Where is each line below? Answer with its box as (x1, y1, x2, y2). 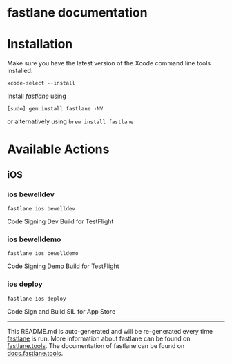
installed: (7, 67, 33, 75)
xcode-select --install (7, 80, 76, 87)
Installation (7, 37, 73, 52)
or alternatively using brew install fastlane (7, 117, 134, 125)
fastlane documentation (7, 5, 148, 21)
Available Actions (7, 141, 110, 157)
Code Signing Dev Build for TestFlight (7, 217, 114, 225)
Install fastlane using (7, 92, 67, 101)
